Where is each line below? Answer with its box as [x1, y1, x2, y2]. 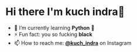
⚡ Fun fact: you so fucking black [13, 31, 93, 38]
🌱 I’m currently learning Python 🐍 [13, 24, 95, 31]
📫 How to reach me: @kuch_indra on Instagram [13, 39, 132, 46]
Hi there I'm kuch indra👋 [5, 5, 125, 18]
